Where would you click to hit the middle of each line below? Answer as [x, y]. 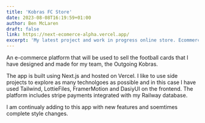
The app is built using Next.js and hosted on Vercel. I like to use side [92, 76]
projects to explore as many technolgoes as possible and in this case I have [101, 82]
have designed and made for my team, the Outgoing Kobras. [82, 64]
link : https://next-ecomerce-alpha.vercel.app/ [68, 35]
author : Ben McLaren [33, 23]
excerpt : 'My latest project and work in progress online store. [91, 40]
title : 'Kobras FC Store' [39, 12]
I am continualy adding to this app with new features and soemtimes [92, 107]
